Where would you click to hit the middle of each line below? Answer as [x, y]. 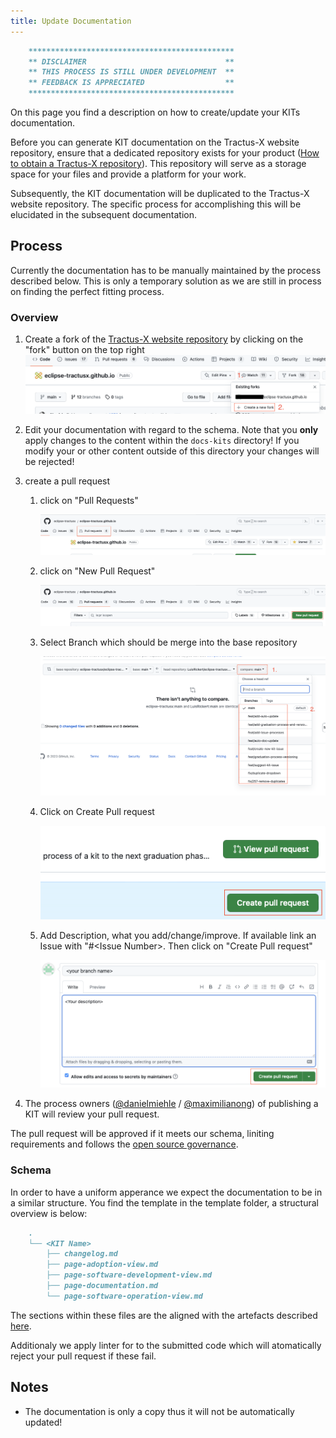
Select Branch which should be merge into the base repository [168, 642]
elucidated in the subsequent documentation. [104, 214]
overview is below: [49, 1213]
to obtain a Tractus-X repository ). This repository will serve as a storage [158, 163]
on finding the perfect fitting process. [87, 291]
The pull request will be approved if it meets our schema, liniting [142, 1134]
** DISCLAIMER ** [131, 61]
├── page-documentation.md [102, 1286]
